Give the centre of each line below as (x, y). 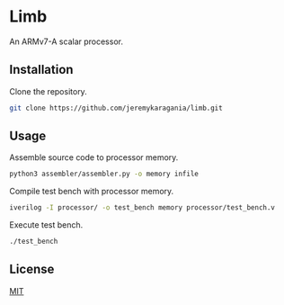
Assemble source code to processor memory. (94, 157)
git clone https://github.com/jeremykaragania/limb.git (116, 108)
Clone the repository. (48, 91)
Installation (41, 70)
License (32, 269)
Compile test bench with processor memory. (92, 192)
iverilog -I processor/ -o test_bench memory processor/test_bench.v (142, 208)
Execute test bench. (46, 225)
